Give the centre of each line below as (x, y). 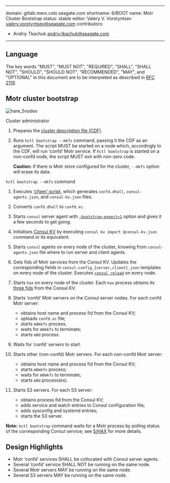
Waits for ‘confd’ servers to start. (47, 344)
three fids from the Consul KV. (44, 288)
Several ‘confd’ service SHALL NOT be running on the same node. (82, 465)
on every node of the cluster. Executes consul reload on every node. (85, 273)
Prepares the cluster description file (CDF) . (58, 130)
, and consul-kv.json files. (65, 197)
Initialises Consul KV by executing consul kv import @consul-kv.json (85, 232)
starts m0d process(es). (44, 380)
